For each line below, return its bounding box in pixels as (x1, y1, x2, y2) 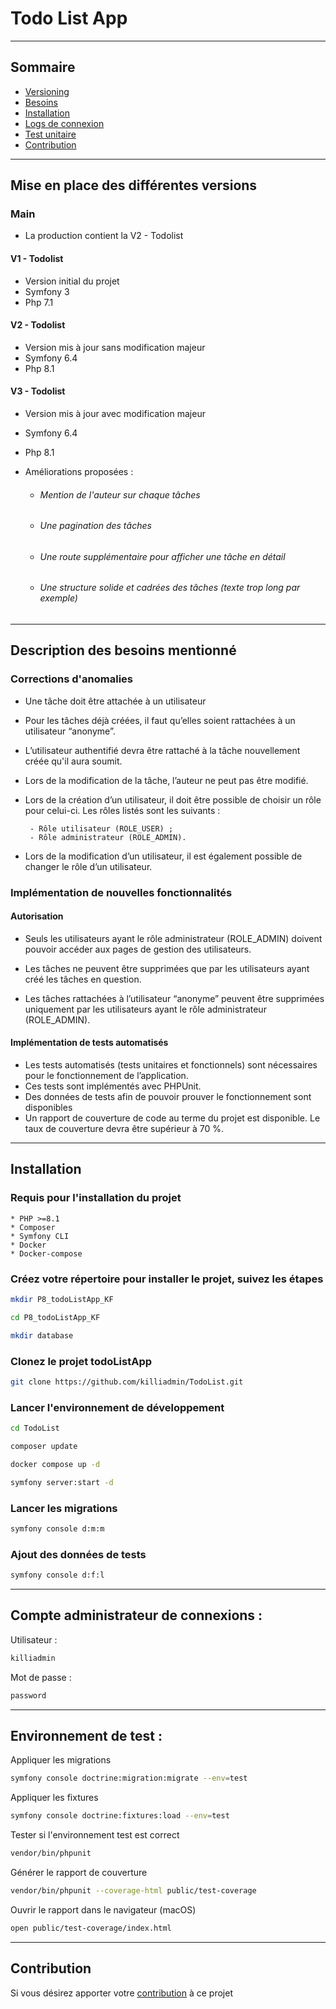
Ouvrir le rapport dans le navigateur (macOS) (10, 1903, 197, 1916)
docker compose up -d (10, 1459, 101, 1469)
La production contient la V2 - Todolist (24, 230, 184, 242)
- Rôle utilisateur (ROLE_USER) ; (29, 823, 174, 834)
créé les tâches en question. (24, 973, 142, 985)
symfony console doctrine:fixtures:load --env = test (10, 1811, 230, 1821)
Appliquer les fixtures (10, 1792, 99, 1804)
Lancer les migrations (10, 1501, 118, 1515)
